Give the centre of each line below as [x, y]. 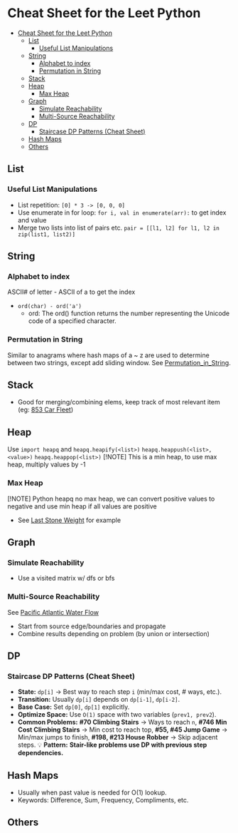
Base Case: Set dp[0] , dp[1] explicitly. [74, 707]
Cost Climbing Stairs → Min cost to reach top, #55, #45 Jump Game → [123, 730]
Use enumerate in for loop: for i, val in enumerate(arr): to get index [122, 213]
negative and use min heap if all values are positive [82, 506]
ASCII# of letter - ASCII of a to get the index [71, 292]
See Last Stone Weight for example [69, 520]
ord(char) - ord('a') [49, 307]
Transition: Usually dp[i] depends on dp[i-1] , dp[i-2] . [99, 700]
